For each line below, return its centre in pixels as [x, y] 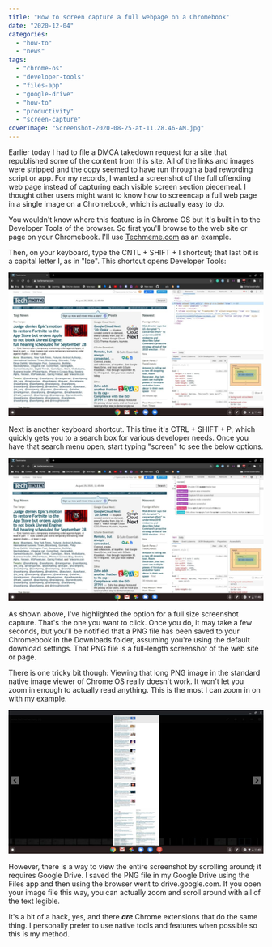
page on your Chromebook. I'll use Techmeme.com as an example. [120, 237]
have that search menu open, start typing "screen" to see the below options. [136, 446]
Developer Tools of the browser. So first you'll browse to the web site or [128, 228]
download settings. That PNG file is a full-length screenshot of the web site [134, 648]
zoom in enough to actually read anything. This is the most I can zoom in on [134, 690]
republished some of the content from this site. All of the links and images [132, 161]
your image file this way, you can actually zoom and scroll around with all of [135, 892]
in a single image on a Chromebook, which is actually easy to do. [117, 204]
